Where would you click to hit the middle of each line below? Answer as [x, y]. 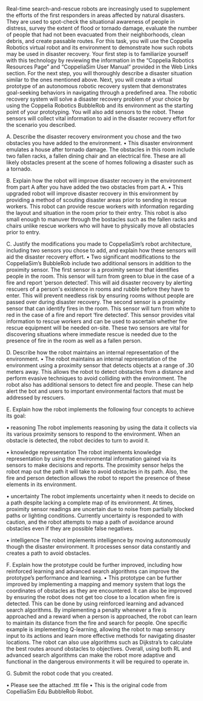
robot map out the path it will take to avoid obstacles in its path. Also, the [97, 472]
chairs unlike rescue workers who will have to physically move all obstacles [100, 226]
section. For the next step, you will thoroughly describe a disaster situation [99, 73]
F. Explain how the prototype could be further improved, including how [95, 565]
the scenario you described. [42, 125]
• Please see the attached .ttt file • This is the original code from [87, 685]
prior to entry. [23, 232]
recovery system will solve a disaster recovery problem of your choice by [98, 99]
